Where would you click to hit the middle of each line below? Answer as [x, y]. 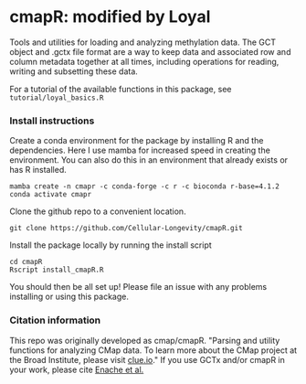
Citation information [55, 320]
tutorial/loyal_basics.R [57, 98]
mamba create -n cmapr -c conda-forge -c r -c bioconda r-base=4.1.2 [145, 187]
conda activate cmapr [51, 195]
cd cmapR [26, 262]
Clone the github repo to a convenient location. [98, 211]
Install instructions [52, 121]
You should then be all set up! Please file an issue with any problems [138, 287]
